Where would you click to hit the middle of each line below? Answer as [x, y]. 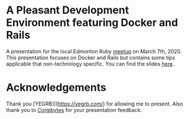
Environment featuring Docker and [92, 23]
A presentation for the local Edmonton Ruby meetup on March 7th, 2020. [94, 51]
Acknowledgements [56, 88]
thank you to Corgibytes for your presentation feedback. [74, 110]
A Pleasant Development [67, 10]
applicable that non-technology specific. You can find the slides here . [90, 64]
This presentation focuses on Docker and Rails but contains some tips [91, 57]
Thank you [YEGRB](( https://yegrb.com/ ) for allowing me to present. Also [95, 104]
